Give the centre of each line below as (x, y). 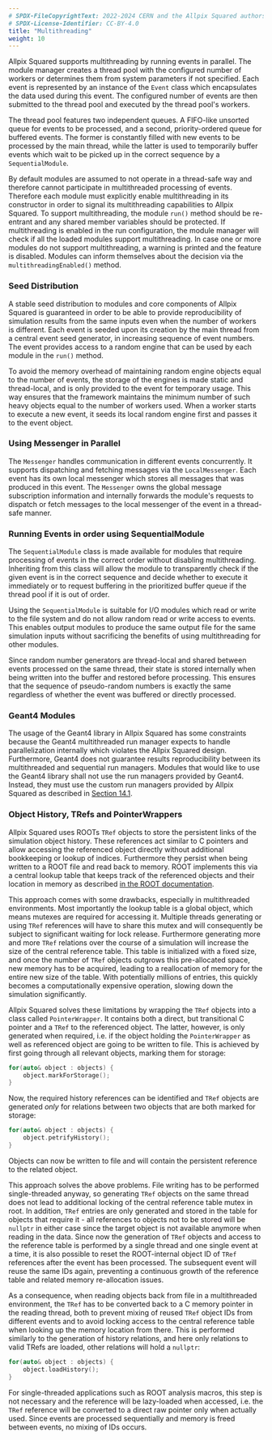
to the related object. (43, 1169)
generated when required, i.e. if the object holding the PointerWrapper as (130, 1035)
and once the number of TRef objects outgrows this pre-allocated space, (130, 960)
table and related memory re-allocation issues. (86, 1280)
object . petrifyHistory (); (67, 1138)
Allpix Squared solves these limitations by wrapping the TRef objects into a (132, 1010)
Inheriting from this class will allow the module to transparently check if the (134, 569)
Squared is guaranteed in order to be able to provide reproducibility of (125, 312)
